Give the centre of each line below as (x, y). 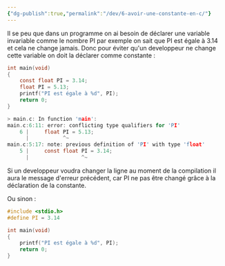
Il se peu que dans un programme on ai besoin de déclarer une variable (109, 33)
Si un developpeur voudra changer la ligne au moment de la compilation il (111, 171)
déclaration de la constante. (47, 185)
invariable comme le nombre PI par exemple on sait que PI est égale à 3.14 (113, 40)
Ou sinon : (22, 198)
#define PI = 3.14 (33, 218)
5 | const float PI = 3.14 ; (66, 151)
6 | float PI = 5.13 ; (57, 132)
